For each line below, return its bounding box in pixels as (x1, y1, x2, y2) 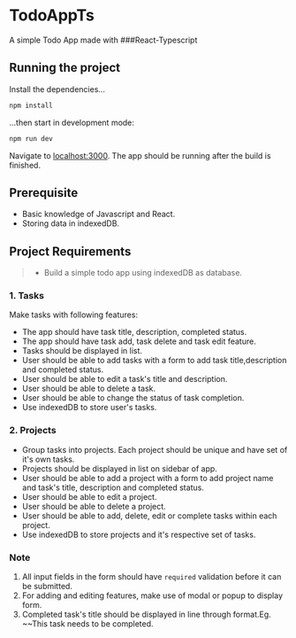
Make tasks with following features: (9, 309, 139, 320)
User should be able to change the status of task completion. (21, 393, 245, 403)
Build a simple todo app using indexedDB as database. (43, 268, 243, 278)
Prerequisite (9, 185, 79, 200)
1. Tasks (9, 290, 44, 302)
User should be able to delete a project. (21, 501, 166, 511)
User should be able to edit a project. (21, 491, 157, 502)
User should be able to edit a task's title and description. (21, 374, 228, 385)
